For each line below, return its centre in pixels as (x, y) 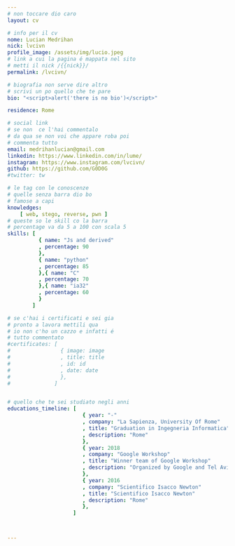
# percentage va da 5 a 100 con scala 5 (67, 227)
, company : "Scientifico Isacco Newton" (142, 487)
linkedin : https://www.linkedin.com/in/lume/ (74, 156)
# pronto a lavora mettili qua (53, 325)
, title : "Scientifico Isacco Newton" (139, 493)
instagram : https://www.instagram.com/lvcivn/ (76, 162)
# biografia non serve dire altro (58, 85)
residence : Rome (31, 111)
